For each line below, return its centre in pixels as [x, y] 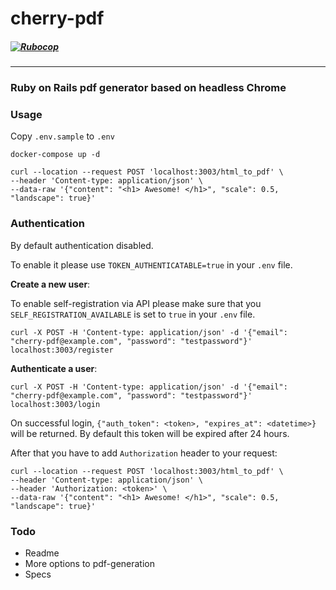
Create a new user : [50, 284]
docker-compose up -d [55, 155]
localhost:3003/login [55, 404]
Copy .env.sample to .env [62, 136]
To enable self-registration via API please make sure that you [136, 303]
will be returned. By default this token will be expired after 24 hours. [150, 433]
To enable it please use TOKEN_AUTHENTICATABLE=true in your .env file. [151, 264]
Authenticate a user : [54, 368]
